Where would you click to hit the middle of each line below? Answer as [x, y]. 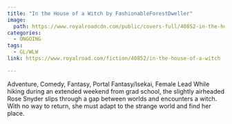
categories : [24, 33]
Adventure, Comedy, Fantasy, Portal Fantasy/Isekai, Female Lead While [108, 84]
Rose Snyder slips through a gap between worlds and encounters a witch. [112, 99]
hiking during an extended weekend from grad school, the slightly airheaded [116, 91]
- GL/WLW [26, 52]
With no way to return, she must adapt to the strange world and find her [109, 106]
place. [16, 113]
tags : [15, 45]
